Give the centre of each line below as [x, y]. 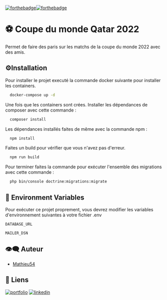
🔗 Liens [17, 280]
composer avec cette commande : [41, 110]
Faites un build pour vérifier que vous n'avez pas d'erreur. [65, 148]
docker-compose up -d [33, 95]
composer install [28, 119]
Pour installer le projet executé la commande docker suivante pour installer [83, 80]
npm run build [24, 157]
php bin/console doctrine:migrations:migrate [59, 182]
